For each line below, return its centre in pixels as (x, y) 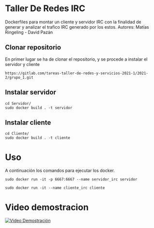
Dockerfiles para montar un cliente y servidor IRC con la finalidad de (73, 22)
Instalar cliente (28, 122)
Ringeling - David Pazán (29, 32)
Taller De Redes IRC (45, 8)
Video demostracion (47, 207)
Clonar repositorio (33, 47)
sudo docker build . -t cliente (38, 138)
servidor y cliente (23, 64)
